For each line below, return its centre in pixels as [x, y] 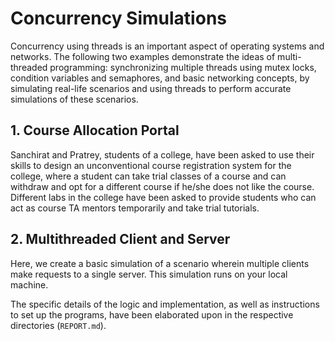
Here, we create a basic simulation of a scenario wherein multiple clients [160, 263]
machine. [29, 284]
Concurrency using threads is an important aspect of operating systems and [167, 46]
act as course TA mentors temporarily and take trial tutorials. [135, 208]
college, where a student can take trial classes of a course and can [148, 176]
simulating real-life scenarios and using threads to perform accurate [151, 88]
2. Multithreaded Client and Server [120, 239]
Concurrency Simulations [118, 18]
